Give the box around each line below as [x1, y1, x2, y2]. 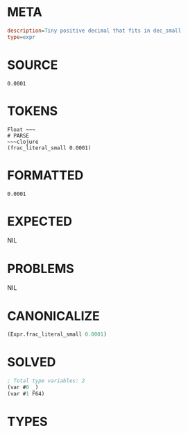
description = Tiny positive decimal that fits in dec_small [7, 27, 182, 34]
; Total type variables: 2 [7, 377, 85, 384]
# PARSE [7, 132, 30, 139]
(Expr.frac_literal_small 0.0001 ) [7, 331, 108, 338]
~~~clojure [7, 138, 39, 145]
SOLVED [7, 354, 56, 370]
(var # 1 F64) [7, 390, 45, 397]
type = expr [7, 33, 36, 40]
